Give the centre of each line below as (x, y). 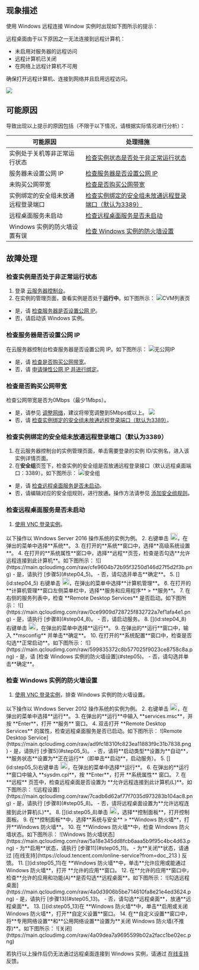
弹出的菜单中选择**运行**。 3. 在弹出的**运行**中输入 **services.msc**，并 (99, 716)
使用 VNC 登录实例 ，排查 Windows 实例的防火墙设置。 (81, 694)
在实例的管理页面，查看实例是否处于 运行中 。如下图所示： (85, 298)
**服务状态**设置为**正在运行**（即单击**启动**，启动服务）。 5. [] (88, 758)
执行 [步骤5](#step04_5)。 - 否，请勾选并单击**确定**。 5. (103, 574)
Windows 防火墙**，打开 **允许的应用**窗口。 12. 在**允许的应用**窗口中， (99, 870)
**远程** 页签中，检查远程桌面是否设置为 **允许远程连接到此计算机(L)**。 (97, 782)
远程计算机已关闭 (36, 59)
